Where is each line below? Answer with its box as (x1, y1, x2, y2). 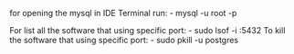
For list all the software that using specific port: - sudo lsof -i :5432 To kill (9, 25, 286, 35)
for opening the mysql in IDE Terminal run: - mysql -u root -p (9, 8, 237, 18)
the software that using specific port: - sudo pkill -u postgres (9, 35, 239, 45)
